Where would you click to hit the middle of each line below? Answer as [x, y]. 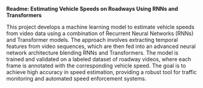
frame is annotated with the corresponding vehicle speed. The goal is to [96, 66]
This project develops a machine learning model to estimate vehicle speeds [101, 27]
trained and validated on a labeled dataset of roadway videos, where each [99, 59]
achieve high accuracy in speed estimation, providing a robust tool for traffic [101, 72]
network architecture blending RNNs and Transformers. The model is [92, 53]
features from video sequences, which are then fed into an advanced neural [101, 46]
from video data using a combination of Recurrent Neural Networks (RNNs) [100, 33]
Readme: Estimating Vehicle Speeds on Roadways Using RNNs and [92, 9]
